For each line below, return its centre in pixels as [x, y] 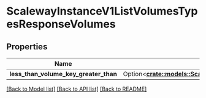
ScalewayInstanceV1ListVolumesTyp [102, 11]
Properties [27, 47]
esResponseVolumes [61, 24]
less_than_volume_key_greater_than [63, 74]
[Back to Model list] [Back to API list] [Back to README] [77, 89]
